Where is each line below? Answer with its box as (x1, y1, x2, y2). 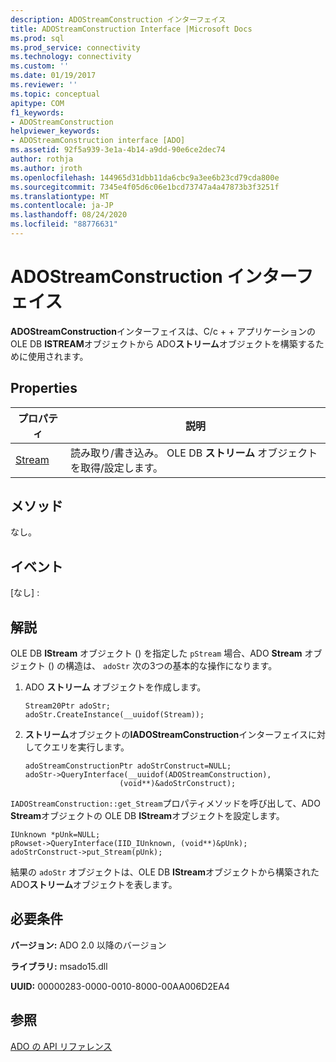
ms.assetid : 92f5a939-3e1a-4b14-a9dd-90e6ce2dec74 (10, 145, 226, 155)
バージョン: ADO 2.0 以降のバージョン (10, 939, 167, 951)
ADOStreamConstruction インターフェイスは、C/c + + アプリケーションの (10, 325, 316, 337)
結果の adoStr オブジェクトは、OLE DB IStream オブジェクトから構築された (10, 866, 320, 878)
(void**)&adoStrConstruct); (119, 779, 237, 789)
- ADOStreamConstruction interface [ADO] (10, 136, 186, 146)
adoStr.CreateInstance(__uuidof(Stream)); (24, 710, 205, 720)
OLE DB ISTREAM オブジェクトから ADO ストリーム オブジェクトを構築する (10, 337, 316, 350)
